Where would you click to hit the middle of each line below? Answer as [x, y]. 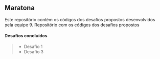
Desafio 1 [33, 47]
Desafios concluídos [26, 36]
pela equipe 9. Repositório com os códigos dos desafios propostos [72, 25]
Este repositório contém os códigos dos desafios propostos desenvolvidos [80, 19]
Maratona [20, 8]
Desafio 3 [34, 52]
